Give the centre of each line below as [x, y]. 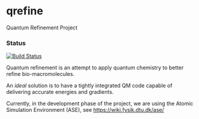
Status [16, 43]
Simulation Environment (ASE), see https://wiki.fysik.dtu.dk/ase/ [85, 110]
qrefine [25, 11]
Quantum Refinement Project [42, 28]
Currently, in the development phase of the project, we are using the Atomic [100, 103]
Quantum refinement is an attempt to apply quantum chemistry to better [95, 68]
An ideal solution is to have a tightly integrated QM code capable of [89, 86]
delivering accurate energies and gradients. [60, 92]
